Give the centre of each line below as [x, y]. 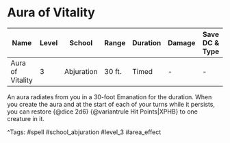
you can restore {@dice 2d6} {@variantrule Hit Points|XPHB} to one [103, 112]
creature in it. [26, 118]
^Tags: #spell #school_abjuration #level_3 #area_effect [84, 132]
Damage [181, 42]
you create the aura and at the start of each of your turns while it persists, [111, 104]
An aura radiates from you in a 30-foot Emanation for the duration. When [110, 96]
